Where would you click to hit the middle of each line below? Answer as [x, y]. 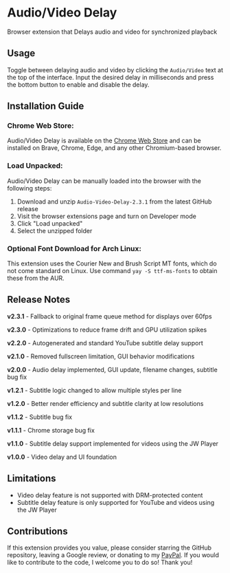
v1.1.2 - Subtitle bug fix [40, 417]
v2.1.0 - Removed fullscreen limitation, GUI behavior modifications [101, 356]
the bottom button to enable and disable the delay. [78, 85]
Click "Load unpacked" [50, 223]
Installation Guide [46, 106]
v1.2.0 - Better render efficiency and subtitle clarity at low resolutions [105, 403]
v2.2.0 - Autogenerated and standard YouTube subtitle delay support [105, 343]
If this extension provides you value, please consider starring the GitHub [109, 548]
